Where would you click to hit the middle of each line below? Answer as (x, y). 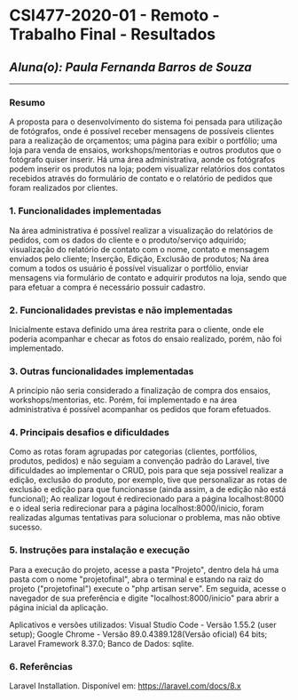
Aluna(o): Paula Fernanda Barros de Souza (131, 67)
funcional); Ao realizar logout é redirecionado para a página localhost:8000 (146, 499)
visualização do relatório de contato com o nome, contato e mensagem (139, 249)
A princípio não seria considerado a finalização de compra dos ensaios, (140, 391)
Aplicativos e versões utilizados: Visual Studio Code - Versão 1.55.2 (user (143, 624)
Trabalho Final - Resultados (113, 34)
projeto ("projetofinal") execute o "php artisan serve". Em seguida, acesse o (148, 588)
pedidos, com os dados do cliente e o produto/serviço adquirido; (128, 240)
